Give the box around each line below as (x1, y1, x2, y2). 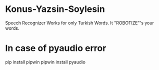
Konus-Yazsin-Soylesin (5, 3, 105, 15)
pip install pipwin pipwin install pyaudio (5, 59, 86, 65)
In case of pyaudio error (5, 43, 106, 54)
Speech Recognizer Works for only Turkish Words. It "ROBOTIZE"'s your (5, 20, 154, 26)
